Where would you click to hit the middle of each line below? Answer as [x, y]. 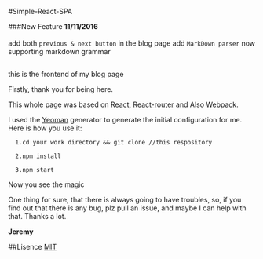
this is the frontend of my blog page [66, 75]
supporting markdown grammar [60, 51]
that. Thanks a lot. [37, 217]
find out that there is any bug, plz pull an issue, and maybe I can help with [127, 208]
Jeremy [21, 232]
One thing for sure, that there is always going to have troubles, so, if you [125, 200]
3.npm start [35, 170]
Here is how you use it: [45, 128]
